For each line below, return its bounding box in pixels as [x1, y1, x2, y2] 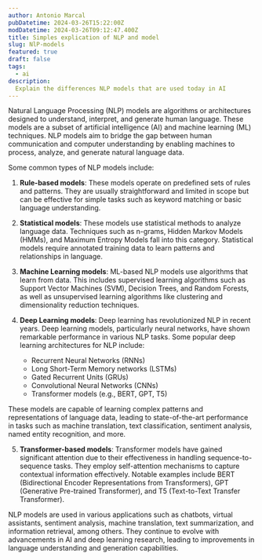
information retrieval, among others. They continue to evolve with [8, 527, 220, 536]
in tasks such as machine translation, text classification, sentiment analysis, [8, 421, 253, 430]
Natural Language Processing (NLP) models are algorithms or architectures [8, 106, 252, 115]
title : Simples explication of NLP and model [8, 33, 159, 42]
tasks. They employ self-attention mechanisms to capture [53, 461, 240, 471]
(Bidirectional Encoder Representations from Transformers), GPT [19, 478, 229, 488]
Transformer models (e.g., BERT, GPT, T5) [31, 390, 168, 399]
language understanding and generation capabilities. [8, 544, 179, 553]
